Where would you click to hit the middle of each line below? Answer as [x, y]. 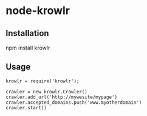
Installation [27, 33]
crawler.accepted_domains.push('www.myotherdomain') [74, 102]
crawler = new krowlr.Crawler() [46, 92]
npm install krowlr [28, 48]
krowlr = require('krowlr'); [43, 81]
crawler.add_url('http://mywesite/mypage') [62, 97]
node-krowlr [38, 11]
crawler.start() [26, 107]
